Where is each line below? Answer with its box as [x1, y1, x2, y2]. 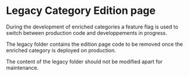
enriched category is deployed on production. [6, 46, 116, 53]
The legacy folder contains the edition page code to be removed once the [6, 41, 183, 48]
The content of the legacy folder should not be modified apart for [6, 58, 163, 65]
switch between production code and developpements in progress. [6, 29, 167, 36]
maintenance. [6, 64, 39, 71]
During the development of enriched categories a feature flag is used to [6, 23, 178, 30]
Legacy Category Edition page [6, 4, 156, 17]
